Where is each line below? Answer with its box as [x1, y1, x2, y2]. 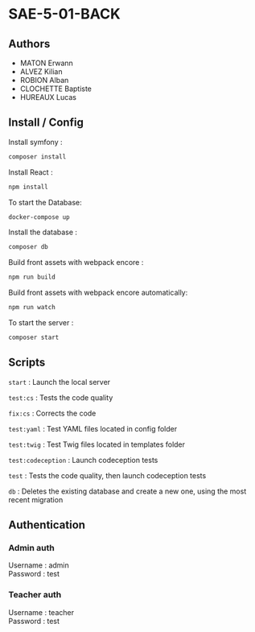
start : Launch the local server [8, 377, 111, 386]
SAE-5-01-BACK [8, 5, 121, 23]
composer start [8, 333, 60, 342]
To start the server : [8, 318, 74, 328]
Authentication [8, 518, 86, 532]
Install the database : [8, 227, 78, 238]
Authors [8, 37, 51, 51]
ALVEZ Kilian [19, 67, 63, 76]
